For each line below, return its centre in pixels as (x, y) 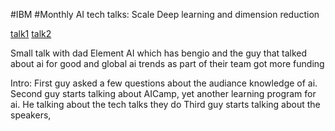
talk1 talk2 (31, 33)
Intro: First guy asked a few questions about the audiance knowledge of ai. (164, 83)
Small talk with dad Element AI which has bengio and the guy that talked (159, 53)
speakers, (31, 115)
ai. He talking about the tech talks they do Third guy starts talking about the (165, 104)
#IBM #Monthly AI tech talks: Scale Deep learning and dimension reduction (165, 14)
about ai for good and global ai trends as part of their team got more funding (167, 63)
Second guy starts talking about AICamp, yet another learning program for (163, 93)
